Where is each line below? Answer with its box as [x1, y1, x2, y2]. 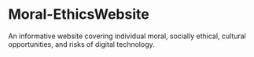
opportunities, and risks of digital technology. [8, 39, 155, 48]
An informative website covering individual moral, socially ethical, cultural [8, 31, 246, 41]
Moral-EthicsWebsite [8, 5, 149, 23]
